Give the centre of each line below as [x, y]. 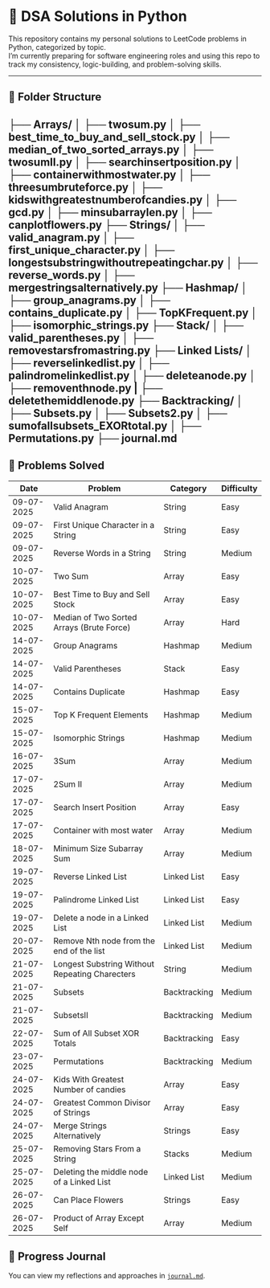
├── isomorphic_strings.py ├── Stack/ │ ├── [126, 325]
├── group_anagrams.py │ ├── [90, 300]
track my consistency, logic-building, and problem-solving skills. [115, 64]
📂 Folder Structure [55, 97]
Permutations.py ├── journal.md [93, 438]
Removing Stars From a [97, 1148]
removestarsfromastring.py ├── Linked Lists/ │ [130, 350]
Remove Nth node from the [104, 941]
